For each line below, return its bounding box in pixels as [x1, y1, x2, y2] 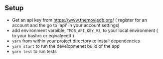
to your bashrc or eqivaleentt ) [11, 32, 74, 38]
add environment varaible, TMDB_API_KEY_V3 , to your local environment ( [11, 27, 158, 33]
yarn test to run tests [11, 48, 57, 54]
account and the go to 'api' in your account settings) [11, 22, 120, 28]
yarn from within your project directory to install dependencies [11, 38, 141, 44]
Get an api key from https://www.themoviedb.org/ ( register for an [11, 17, 148, 23]
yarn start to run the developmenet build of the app [11, 43, 120, 49]
